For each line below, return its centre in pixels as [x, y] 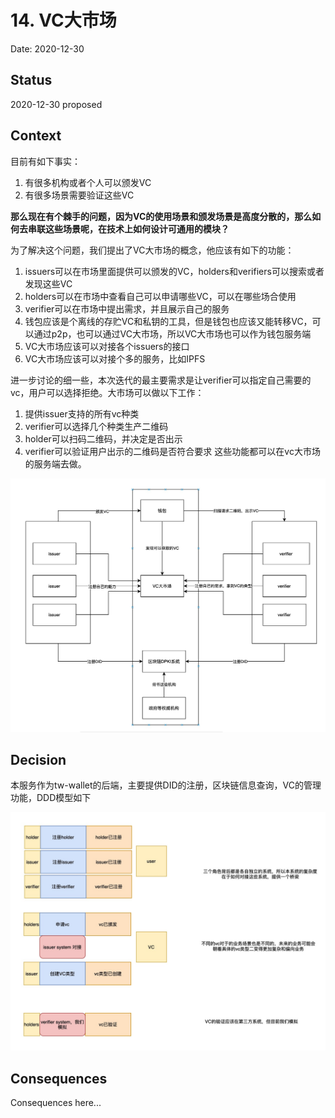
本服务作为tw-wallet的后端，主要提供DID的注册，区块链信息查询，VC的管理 [166, 785]
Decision [38, 760]
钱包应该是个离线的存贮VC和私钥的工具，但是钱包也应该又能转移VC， [168, 321]
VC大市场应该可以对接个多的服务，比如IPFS [115, 358]
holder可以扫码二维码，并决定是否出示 [103, 438]
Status [31, 80]
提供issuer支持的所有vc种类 [82, 413]
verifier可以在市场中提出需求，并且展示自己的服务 [127, 308]
